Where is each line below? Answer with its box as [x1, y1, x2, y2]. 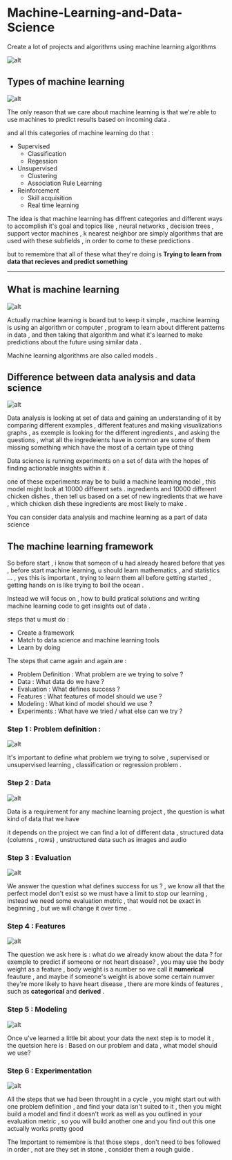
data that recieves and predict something [7, 257, 128, 265]
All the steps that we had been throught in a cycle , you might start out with [7, 1095, 221, 1103]
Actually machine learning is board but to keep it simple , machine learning [7, 315, 220, 324]
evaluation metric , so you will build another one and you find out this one [7, 1117, 216, 1125]
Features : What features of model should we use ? [17, 692, 162, 701]
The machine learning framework [7, 541, 154, 552]
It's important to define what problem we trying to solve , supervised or [7, 753, 210, 762]
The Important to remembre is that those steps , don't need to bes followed [7, 1138, 221, 1146]
